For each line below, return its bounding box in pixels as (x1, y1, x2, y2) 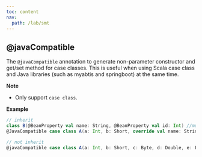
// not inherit (6, 139, 44, 145)
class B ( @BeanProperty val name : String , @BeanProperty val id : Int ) (6, 123, 185, 129)
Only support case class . (14, 94, 78, 101)
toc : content (6, 8, 39, 15)
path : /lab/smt (11, 20, 50, 26)
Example (6, 105, 29, 113)
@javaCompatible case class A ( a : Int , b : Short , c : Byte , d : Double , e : (6, 144, 192, 150)
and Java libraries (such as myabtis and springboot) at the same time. (6, 71, 179, 78)
